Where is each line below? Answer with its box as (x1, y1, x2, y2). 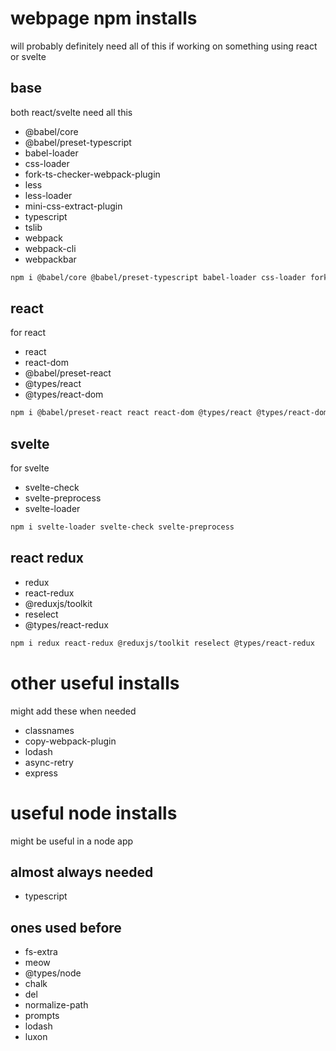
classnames (24, 724, 75, 736)
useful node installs (10, 802, 178, 824)
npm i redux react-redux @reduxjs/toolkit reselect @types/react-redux (10, 638, 315, 648)
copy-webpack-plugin (24, 735, 117, 747)
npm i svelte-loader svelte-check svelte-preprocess (10, 522, 235, 532)
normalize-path (24, 999, 89, 1011)
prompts (24, 1010, 60, 1022)
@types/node (24, 967, 82, 979)
